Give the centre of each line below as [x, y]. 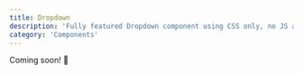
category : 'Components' [54, 34]
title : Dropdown [40, 18]
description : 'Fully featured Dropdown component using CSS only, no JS [149, 26]
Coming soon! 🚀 [39, 60]
